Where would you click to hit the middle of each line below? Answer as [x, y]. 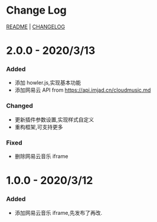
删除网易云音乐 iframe [41, 156]
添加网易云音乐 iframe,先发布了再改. [58, 213]
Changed [20, 106]
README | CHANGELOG [36, 27]
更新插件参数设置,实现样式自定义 [54, 120]
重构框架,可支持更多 [39, 127]
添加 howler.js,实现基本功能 [48, 83]
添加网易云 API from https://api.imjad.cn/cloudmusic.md [83, 90]
